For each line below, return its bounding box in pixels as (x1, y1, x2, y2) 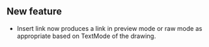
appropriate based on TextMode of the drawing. (16, 32, 156, 40)
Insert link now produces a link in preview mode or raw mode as (16, 24, 203, 32)
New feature (6, 6, 63, 18)
